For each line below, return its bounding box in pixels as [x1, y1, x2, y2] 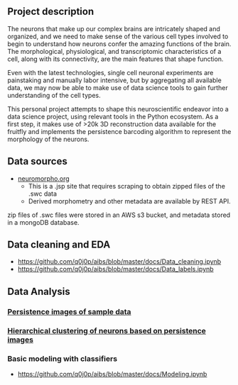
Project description [7, 6, 94, 18]
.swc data [28, 189, 58, 198]
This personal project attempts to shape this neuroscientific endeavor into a [7, 104, 229, 113]
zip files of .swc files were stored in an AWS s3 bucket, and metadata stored [7, 211, 231, 219]
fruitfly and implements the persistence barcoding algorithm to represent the [7, 127, 232, 135]
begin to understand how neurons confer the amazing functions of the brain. [7, 39, 232, 48]
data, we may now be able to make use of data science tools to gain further [7, 83, 229, 91]
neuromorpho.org [17, 174, 70, 183]
